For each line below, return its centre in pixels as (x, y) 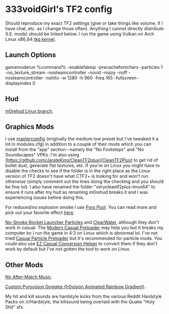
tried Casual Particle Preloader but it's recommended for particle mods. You (84, 238)
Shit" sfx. (15, 307)
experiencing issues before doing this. (45, 197)
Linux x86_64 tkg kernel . (31, 39)
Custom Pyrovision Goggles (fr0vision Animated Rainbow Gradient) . (75, 287)
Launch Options (31, 55)
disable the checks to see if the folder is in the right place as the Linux (78, 171)
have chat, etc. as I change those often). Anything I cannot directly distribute (84, 28)
